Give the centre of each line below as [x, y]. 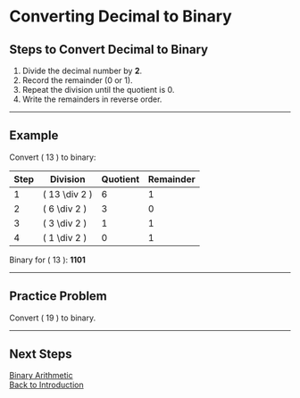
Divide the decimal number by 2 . [82, 70]
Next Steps [41, 354]
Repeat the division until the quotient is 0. [98, 90]
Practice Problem [58, 296]
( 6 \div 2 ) [65, 209]
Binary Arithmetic [41, 376]
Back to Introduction [46, 385]
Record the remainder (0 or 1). [77, 80]
